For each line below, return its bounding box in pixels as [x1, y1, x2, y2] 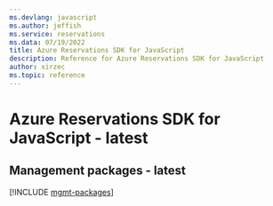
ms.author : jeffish [9, 21, 82, 30]
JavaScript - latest [9, 128, 149, 147]
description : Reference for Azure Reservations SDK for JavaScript [9, 54, 265, 63]
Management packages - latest [9, 163, 187, 178]
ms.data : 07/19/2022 [9, 37, 86, 47]
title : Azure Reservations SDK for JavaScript [9, 46, 185, 55]
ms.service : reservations [9, 29, 105, 38]
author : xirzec [9, 63, 66, 72]
